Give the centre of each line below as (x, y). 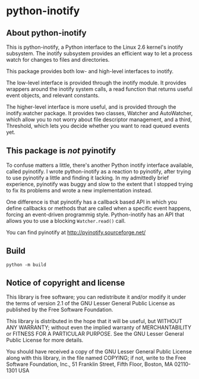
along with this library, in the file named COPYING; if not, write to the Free (96, 358)
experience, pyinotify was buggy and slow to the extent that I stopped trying (99, 184)
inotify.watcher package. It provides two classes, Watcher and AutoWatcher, (99, 113)
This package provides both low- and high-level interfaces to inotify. (90, 71)
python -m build (26, 265)
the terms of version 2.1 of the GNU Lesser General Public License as (91, 304)
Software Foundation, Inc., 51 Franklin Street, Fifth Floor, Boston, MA (90, 364)
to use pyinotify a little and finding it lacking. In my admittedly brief (88, 178)
